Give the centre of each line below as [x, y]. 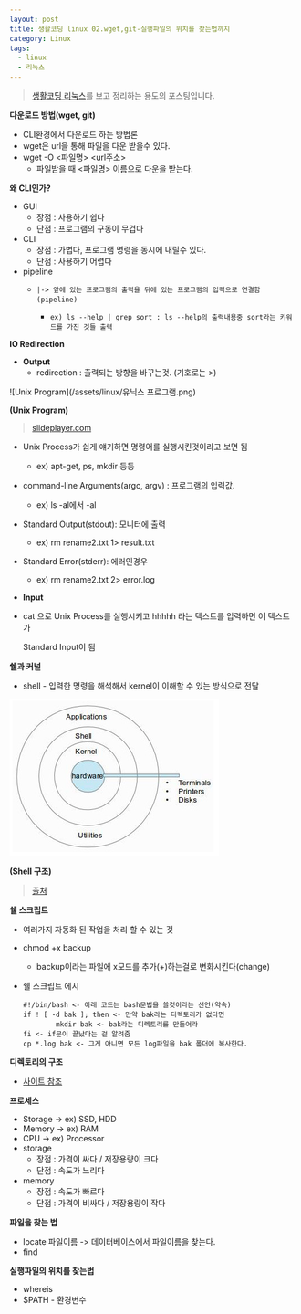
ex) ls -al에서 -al [66, 505]
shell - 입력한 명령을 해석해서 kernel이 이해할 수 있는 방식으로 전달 [141, 686]
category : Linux [40, 38]
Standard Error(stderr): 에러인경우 [85, 561]
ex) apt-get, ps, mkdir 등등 [85, 466]
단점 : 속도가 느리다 [70, 1170]
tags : [20, 48]
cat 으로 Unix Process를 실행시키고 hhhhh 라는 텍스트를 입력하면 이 [144, 616]
